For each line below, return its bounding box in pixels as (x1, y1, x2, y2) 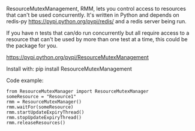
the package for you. (6, 42, 58, 49)
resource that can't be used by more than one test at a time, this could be (6, 36, 188, 42)
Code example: (6, 77, 44, 84)
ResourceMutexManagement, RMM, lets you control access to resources (6, 5, 186, 12)
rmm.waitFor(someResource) (6, 104, 74, 110)
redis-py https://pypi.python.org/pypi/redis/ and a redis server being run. (6, 18, 187, 25)
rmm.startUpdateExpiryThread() (6, 109, 85, 115)
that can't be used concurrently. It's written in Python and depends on (6, 11, 180, 19)
